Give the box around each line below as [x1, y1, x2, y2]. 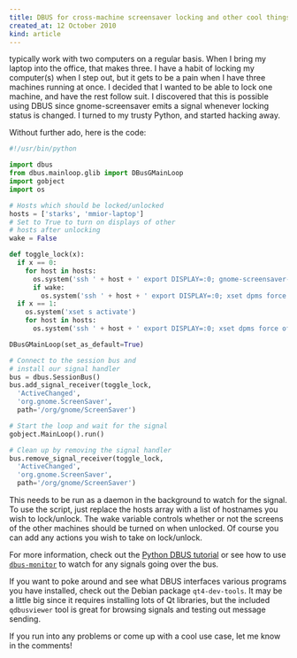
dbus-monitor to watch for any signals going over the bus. [9, 559, 219, 569]
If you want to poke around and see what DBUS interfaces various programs [9, 577, 287, 586]
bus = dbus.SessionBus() [9, 373, 101, 382]
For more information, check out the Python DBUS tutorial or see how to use [9, 550, 286, 560]
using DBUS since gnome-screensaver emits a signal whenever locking [9, 101, 270, 112]
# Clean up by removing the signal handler [9, 445, 172, 454]
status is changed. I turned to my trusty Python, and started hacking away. [9, 110, 281, 120]
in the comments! [9, 640, 72, 651]
